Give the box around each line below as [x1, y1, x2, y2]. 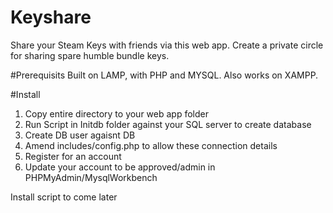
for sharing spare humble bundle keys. [10, 49, 170, 61]
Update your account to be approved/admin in [24, 161, 216, 173]
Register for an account [24, 150, 122, 162]
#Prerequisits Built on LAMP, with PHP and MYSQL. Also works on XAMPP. [10, 69, 319, 81]
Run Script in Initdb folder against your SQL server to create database [24, 118, 312, 130]
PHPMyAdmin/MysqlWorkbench [24, 171, 158, 183]
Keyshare [10, 6, 92, 29]
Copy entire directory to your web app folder [24, 107, 209, 120]
